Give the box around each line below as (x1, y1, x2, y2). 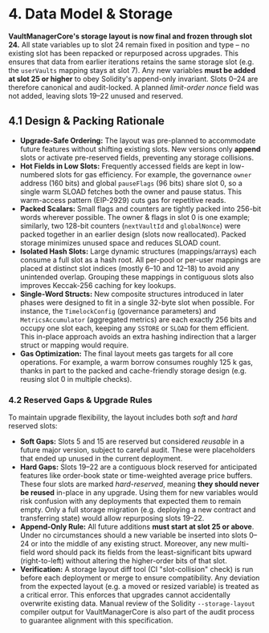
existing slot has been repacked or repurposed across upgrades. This (8, 48, 239, 58)
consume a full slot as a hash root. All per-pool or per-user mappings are (19, 254, 261, 265)
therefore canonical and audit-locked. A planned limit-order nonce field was (8, 82, 259, 92)
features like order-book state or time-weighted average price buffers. (19, 471, 253, 481)
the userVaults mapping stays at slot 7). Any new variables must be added (8, 65, 255, 75)
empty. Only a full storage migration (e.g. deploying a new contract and (19, 505, 256, 514)
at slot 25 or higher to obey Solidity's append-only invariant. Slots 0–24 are (8, 74, 259, 83)
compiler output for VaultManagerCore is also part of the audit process (19, 607, 255, 617)
